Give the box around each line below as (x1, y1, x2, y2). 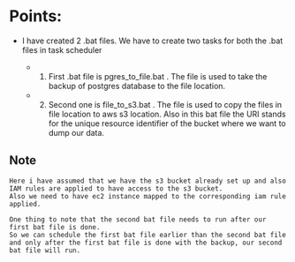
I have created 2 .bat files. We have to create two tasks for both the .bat (21, 35, 284, 46)
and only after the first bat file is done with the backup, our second (9, 238, 283, 247)
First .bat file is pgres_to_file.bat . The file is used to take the (48, 71, 268, 81)
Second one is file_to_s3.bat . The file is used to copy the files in (48, 99, 283, 109)
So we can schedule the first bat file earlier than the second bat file (9, 230, 287, 239)
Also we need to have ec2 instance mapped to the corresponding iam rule (9, 191, 287, 200)
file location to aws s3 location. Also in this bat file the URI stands (48, 109, 286, 119)
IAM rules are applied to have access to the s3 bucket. (9, 183, 223, 193)
